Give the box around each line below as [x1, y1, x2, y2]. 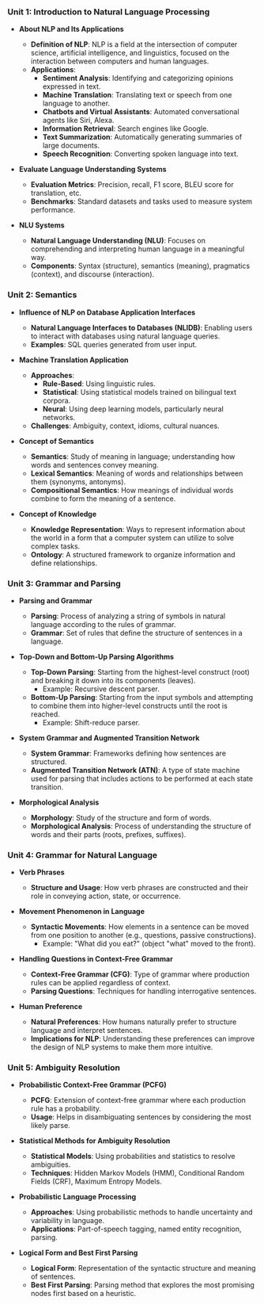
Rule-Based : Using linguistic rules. [42, 379, 156, 388]
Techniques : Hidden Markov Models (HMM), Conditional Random [30, 1168, 245, 1178]
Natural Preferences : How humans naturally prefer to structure [30, 1017, 237, 1027]
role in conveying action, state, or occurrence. [30, 891, 181, 901]
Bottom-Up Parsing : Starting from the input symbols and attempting [30, 692, 254, 702]
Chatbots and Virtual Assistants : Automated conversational [42, 107, 239, 117]
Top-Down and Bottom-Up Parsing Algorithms [18, 652, 175, 661]
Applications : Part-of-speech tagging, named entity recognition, [30, 1224, 242, 1234]
